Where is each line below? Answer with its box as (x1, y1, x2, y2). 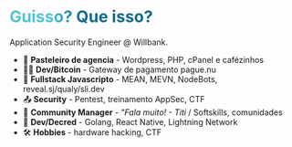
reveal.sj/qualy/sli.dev (22, 83, 105, 94)
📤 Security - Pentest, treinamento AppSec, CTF (22, 93, 205, 104)
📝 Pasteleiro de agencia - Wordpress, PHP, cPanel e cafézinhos (22, 54, 265, 65)
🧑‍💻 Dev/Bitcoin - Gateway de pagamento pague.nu (22, 64, 216, 75)
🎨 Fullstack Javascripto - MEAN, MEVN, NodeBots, (22, 73, 218, 84)
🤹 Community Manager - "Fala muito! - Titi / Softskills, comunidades (22, 107, 283, 118)
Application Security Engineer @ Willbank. (9, 37, 169, 47)
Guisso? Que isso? (9, 6, 153, 27)
